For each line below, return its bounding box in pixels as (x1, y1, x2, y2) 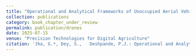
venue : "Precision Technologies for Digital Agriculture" (6, 36, 150, 41)
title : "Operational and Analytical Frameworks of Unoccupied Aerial (6, 8, 179, 15)
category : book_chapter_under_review (6, 19, 98, 25)
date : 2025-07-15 (6, 30, 48, 36)
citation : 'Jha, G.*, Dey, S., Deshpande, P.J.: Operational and (6, 41, 174, 47)
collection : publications (6, 14, 69, 20)
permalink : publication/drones (6, 24, 82, 31)
